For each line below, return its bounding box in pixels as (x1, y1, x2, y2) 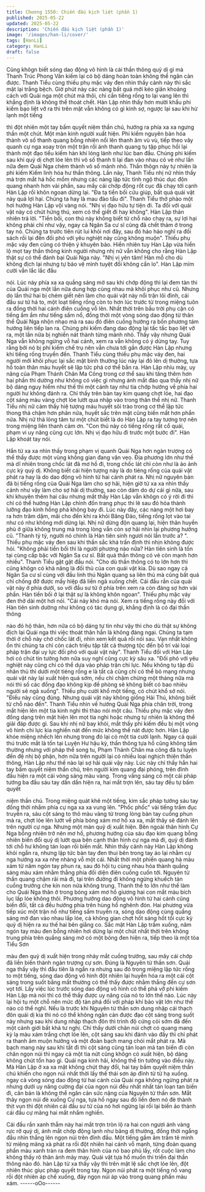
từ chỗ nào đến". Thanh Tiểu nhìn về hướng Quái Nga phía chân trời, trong (6, 700, 193, 708)
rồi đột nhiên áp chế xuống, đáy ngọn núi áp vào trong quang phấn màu (6, 1173, 187, 1180)
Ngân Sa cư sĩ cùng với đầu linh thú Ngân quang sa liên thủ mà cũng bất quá (6, 571, 199, 578)
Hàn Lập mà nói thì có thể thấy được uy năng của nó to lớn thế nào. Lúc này (6, 991, 197, 999)
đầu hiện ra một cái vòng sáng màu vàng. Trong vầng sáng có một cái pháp (6, 772, 197, 780)
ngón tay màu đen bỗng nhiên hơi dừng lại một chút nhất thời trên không (6, 927, 189, 935)
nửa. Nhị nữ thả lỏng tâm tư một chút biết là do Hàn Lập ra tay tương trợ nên (6, 416, 198, 423)
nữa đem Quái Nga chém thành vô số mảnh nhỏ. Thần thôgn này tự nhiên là (6, 162, 197, 169)
